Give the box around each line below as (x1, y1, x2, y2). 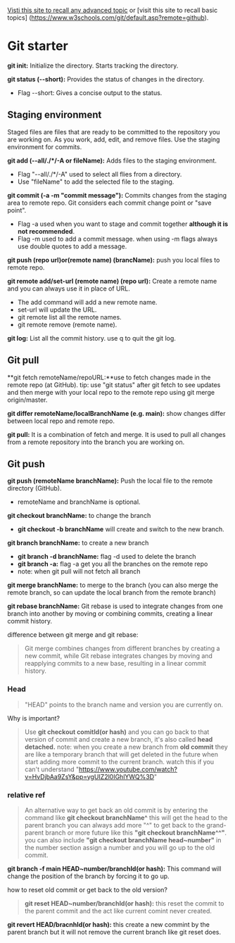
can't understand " (24, 765, 80, 773)
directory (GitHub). (7, 484, 62, 493)
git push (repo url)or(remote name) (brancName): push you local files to (7, 255, 220, 264)
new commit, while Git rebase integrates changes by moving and (24, 652, 213, 660)
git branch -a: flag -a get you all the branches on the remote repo (17, 559, 208, 569)
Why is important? (7, 714, 61, 722)
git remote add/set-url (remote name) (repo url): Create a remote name (7, 277, 217, 285)
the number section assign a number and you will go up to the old (24, 843, 215, 852)
